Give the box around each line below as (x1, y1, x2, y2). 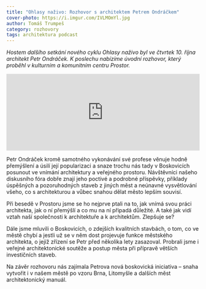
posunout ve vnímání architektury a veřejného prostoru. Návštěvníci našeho (6, 169, 198, 176)
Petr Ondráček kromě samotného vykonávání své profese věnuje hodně (6, 156, 188, 163)
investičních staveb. (6, 251, 57, 258)
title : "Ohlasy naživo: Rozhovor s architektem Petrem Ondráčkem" (6, 9, 180, 15)
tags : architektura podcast (6, 32, 78, 38)
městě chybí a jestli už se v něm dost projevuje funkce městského (6, 231, 173, 239)
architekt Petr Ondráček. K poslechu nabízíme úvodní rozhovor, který (6, 55, 181, 63)
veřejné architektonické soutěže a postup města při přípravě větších (6, 245, 178, 252)
